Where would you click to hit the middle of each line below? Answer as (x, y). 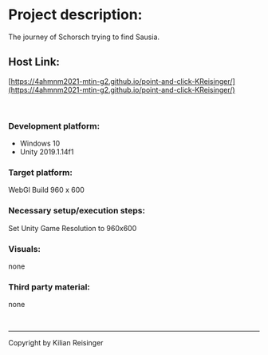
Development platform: (54, 126)
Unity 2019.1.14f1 (47, 152)
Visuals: (25, 249)
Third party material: (49, 287)
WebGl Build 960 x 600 (47, 190)
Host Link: (34, 62)
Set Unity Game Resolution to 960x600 (73, 228)
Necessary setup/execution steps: (77, 211)
